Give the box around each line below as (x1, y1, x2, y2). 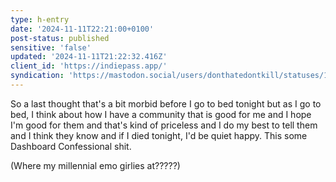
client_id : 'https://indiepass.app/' (10, 61, 168, 71)
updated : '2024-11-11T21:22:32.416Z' (10, 52, 168, 62)
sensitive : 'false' (10, 42, 92, 53)
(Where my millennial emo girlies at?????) (10, 159, 181, 171)
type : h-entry (10, 14, 70, 25)
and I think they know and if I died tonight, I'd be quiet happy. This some (10, 129, 308, 141)
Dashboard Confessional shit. (10, 140, 132, 152)
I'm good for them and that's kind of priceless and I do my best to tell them (10, 119, 318, 131)
